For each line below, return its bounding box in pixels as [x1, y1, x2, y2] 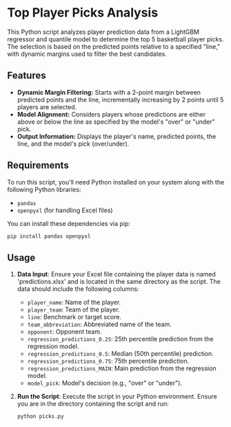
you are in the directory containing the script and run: [17, 399, 169, 408]
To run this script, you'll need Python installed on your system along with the [7, 178, 225, 186]
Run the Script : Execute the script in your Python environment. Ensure [17, 392, 217, 401]
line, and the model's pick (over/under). [17, 140, 130, 148]
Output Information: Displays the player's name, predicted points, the [17, 132, 217, 140]
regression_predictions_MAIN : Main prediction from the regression [27, 364, 217, 372]
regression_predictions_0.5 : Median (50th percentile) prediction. [27, 350, 214, 358]
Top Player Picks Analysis [7, 5, 159, 21]
